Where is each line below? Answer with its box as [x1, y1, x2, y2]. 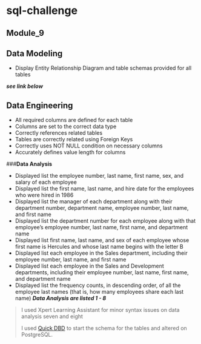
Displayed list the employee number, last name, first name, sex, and [15, 172, 184, 180]
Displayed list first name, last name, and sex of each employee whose [15, 237, 189, 244]
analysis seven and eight [21, 313, 84, 320]
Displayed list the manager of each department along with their [15, 198, 173, 205]
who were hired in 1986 [15, 192, 74, 199]
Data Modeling [6, 48, 63, 58]
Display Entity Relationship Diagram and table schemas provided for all [15, 64, 192, 72]
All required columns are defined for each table [15, 116, 133, 124]
